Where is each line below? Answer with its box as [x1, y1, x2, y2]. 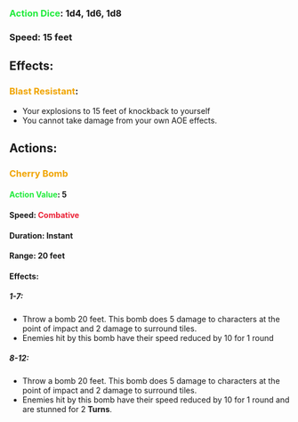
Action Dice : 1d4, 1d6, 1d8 [9, 7, 123, 20]
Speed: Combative [9, 210, 80, 221]
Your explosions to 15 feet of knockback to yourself [21, 105, 211, 116]
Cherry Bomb [9, 167, 68, 180]
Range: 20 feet [9, 250, 65, 261]
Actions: [9, 141, 58, 156]
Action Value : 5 [9, 190, 68, 200]
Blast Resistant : [9, 85, 79, 98]
